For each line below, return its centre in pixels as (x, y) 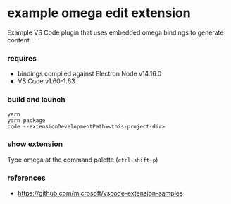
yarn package (26, 120)
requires (22, 58)
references (26, 178)
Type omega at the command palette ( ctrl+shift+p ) (83, 160)
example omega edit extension (99, 13)
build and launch (36, 100)
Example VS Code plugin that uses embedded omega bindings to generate (115, 32)
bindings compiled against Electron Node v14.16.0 (89, 74)
